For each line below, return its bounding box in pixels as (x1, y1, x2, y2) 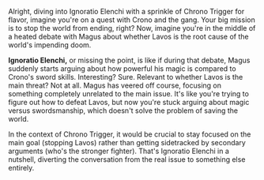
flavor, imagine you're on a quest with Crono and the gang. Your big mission (8, 15, 255, 24)
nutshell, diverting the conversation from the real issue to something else (8, 155, 246, 164)
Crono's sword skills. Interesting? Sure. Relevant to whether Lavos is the (8, 73, 243, 81)
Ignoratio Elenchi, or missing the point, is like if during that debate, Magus (8, 55, 251, 65)
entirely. (8, 163, 35, 172)
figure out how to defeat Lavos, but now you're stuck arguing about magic (8, 98, 250, 107)
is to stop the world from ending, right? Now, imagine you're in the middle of (8, 24, 256, 32)
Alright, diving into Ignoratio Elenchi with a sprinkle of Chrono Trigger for (8, 7, 245, 16)
